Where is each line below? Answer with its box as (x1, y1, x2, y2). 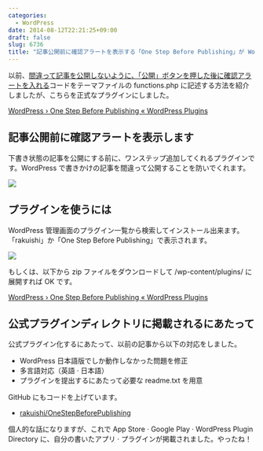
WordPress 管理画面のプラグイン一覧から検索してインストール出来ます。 (8, 225, 244, 235)
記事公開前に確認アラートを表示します (8, 131, 194, 144)
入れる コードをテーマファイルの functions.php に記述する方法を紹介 (28, 80, 250, 90)
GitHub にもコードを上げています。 (8, 393, 122, 402)
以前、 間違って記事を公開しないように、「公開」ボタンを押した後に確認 (8, 71, 238, 79)
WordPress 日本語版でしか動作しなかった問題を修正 (19, 356, 188, 366)
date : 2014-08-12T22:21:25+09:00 (8, 26, 118, 34)
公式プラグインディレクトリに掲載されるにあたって (8, 317, 255, 331)
